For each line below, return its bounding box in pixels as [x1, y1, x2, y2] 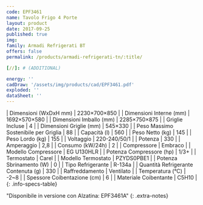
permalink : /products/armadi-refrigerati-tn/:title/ [6, 54, 143, 60]
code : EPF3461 [6, 8, 43, 15]
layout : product [6, 20, 47, 26]
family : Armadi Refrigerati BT [6, 43, 86, 49]
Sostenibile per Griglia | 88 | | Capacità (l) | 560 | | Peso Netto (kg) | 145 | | [6, 129, 192, 136]
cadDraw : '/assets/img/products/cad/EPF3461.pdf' [6, 81, 135, 88]
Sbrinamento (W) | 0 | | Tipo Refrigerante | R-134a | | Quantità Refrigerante [6, 161, 193, 168]
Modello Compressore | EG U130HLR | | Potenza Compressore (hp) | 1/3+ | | [6, 148, 196, 155]
